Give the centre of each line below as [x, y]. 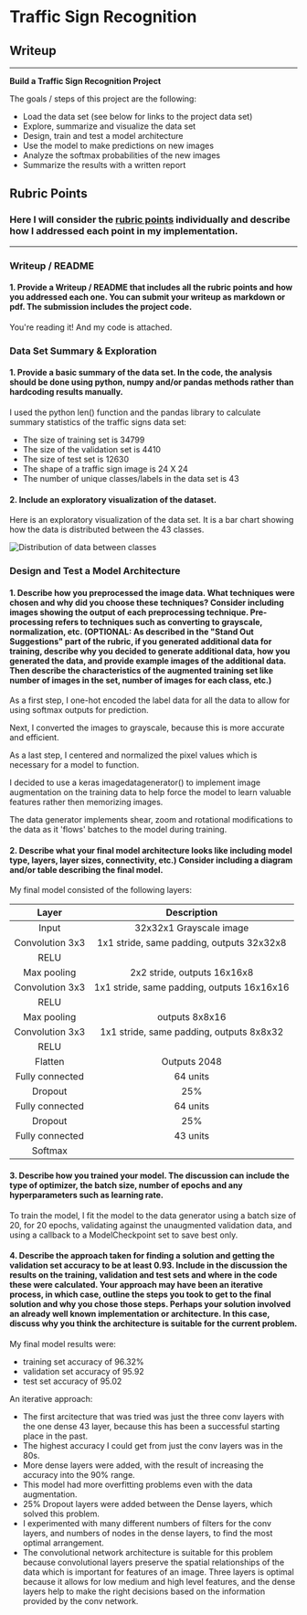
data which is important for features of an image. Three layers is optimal [158, 1572]
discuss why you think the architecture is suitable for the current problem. [153, 1323]
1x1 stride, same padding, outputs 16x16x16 [192, 987]
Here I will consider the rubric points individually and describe [150, 219]
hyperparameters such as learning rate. [87, 1195]
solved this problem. [61, 1514]
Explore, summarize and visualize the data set [109, 126]
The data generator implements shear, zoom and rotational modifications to [152, 820]
